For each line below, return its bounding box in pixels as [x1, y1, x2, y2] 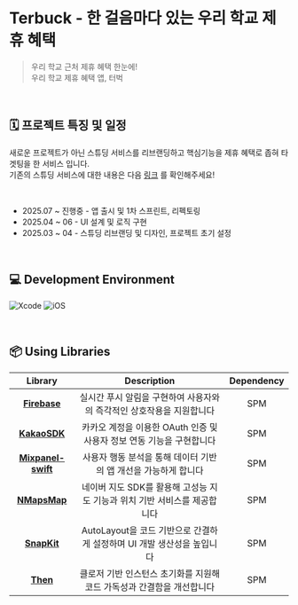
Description [124, 374, 176, 387]
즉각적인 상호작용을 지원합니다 [95, 405, 216, 417]
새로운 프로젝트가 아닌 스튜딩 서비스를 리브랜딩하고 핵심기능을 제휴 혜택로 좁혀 [9, 147, 279, 158]
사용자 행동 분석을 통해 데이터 [82, 452, 199, 464]
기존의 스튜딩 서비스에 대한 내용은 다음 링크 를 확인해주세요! [9, 169, 216, 180]
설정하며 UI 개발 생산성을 [92, 538, 191, 550]
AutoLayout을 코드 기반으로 [81, 524, 192, 537]
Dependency [229, 374, 285, 387]
